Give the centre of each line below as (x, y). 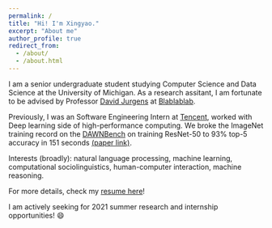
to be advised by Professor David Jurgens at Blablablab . (102, 101)
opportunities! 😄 (36, 215)
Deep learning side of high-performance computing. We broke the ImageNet (136, 125)
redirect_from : (34, 46)
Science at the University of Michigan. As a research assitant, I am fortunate (135, 92)
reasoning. (26, 175)
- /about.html (39, 61)
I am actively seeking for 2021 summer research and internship (113, 206)
